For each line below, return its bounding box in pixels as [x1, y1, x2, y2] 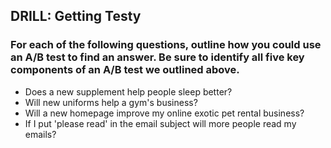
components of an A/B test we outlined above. [10, 63, 240, 77]
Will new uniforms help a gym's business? [24, 96, 198, 108]
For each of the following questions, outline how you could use [10, 38, 322, 52]
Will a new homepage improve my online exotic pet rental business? [24, 107, 305, 119]
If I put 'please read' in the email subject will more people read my [24, 117, 297, 129]
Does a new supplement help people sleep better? [24, 85, 233, 98]
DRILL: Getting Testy [10, 8, 142, 25]
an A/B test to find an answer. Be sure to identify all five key [10, 50, 305, 64]
